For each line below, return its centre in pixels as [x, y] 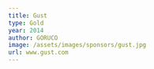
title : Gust [28, 15]
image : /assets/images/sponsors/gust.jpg [77, 45]
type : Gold [26, 23]
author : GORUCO [33, 38]
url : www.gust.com [38, 52]
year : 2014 [26, 30]
